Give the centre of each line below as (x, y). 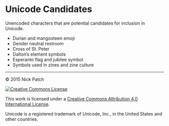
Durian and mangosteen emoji (44, 38)
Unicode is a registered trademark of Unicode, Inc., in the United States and (84, 113)
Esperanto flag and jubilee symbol (48, 59)
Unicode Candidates (49, 9)
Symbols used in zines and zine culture (53, 65)
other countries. (22, 119)
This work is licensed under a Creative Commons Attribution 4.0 (72, 98)
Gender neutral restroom (38, 43)
